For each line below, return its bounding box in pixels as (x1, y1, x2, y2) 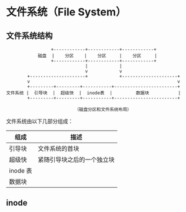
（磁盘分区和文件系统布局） (74, 107, 132, 112)
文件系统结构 (6, 31, 53, 41)
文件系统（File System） (6, 5, 127, 19)
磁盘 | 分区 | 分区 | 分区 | (37, 53, 158, 59)
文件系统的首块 (38, 145, 79, 153)
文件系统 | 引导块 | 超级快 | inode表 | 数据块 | (6, 90, 181, 96)
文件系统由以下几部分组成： (6, 118, 74, 124)
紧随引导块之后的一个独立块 (38, 155, 115, 164)
